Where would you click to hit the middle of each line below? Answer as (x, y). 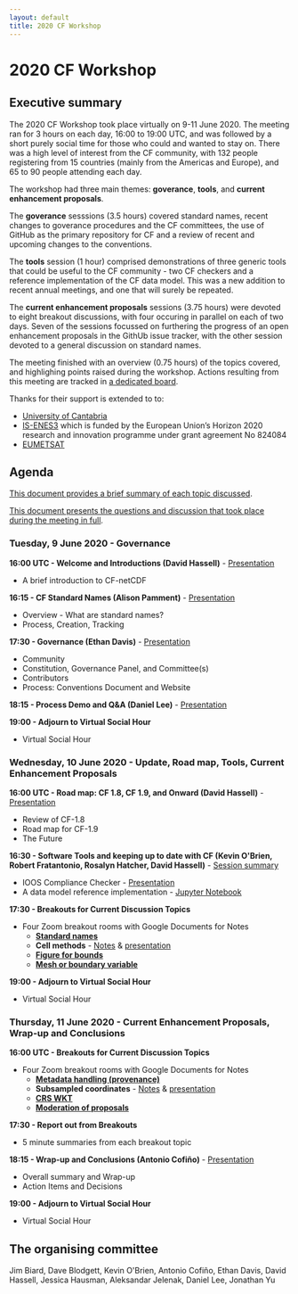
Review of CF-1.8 (53, 819)
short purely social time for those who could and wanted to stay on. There (145, 143)
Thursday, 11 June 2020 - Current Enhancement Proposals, (139, 1022)
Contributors (45, 678)
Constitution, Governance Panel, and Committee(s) (115, 668)
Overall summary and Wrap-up (79, 1177)
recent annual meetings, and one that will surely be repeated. (121, 290)
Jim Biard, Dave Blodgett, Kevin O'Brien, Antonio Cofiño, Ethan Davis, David (148, 1271)
